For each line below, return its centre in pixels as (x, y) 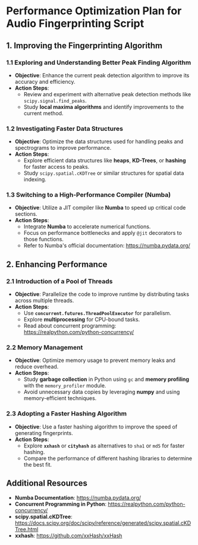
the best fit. (38, 464)
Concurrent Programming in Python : (61, 504)
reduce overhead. (37, 367)
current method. (43, 113)
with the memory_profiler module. (65, 386)
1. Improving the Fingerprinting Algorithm (84, 45)
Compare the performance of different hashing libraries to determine (108, 458)
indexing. (35, 179)
